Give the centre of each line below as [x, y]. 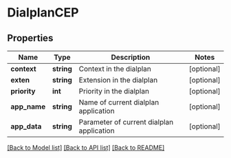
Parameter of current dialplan [126, 122]
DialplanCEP [43, 13]
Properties [30, 38]
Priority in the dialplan [114, 91]
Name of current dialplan [119, 102]
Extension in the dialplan [118, 80]
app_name [28, 106]
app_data [26, 126]
